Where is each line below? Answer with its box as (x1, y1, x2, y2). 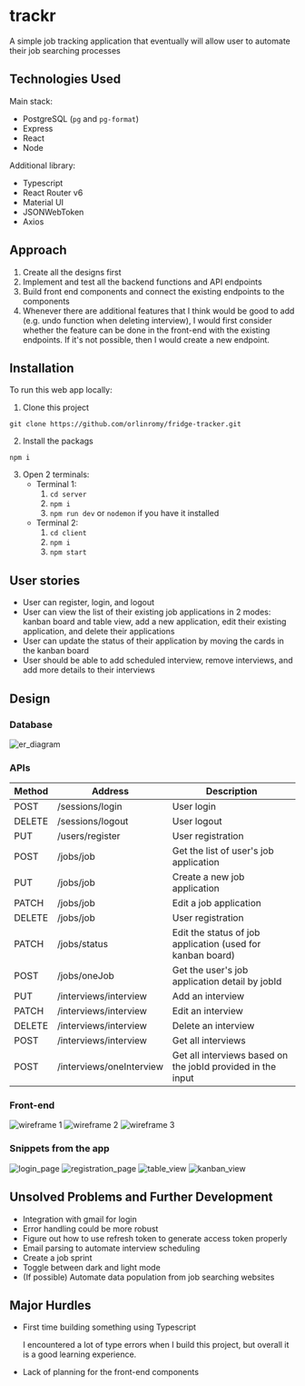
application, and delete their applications (22, 626, 175, 637)
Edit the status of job (172, 926, 261, 939)
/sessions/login (57, 801, 123, 813)
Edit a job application (172, 897, 261, 910)
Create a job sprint (22, 1251, 93, 1263)
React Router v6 (22, 187, 84, 198)
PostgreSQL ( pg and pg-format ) (22, 113, 139, 124)
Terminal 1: (35, 479, 77, 490)
